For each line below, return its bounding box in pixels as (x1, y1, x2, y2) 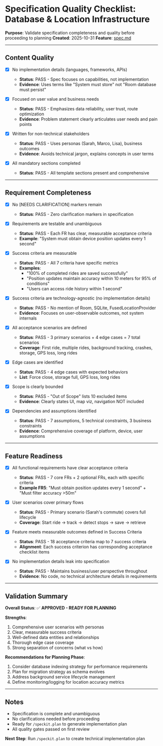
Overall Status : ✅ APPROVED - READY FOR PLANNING (5, 605, 116, 611)
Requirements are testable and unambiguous (12, 220, 102, 227)
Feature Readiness (5, 452, 63, 460)
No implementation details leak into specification (12, 558, 110, 565)
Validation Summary (5, 592, 68, 600)
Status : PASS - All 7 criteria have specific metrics (19, 260, 118, 266)
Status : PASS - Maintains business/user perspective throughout (19, 568, 147, 574)
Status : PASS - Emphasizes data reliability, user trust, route (19, 106, 138, 111)
